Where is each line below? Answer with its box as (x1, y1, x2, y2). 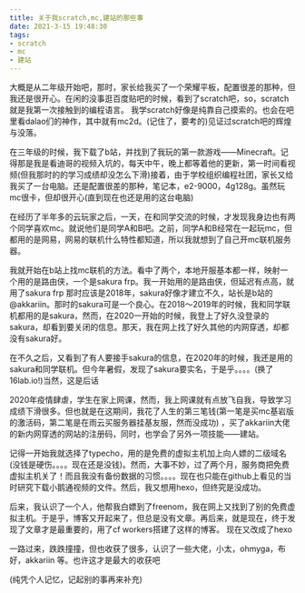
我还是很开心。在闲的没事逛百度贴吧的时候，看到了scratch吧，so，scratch (9, 93, 290, 104)
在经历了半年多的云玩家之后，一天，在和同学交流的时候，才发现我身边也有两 (9, 211, 296, 222)
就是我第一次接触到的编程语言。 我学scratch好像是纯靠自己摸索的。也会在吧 (9, 105, 295, 115)
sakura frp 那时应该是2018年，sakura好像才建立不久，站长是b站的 (25, 287, 274, 298)
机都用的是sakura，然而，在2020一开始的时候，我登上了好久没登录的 (9, 310, 270, 321)
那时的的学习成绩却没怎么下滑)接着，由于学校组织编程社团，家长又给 (35, 169, 294, 180)
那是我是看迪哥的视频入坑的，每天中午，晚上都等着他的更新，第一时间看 (16, 158, 288, 168)
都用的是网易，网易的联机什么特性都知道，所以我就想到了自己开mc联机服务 (9, 234, 292, 245)
